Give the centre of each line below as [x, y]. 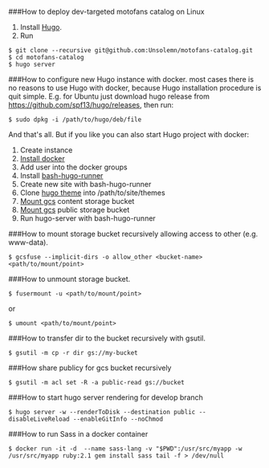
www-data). [28, 242]
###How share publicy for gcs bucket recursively [90, 368]
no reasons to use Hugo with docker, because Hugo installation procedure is [135, 88]
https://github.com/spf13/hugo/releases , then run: [91, 105]
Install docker [43, 159]
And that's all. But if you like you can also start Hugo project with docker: [129, 134]
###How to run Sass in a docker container [78, 434]
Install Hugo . [41, 27]
